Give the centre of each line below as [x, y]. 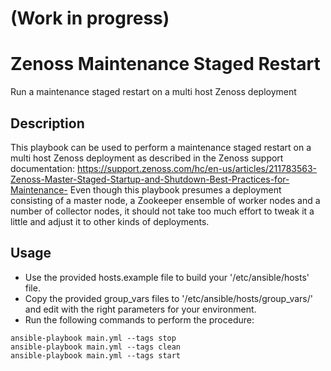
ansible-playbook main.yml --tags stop [93, 338]
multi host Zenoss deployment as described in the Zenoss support [147, 158]
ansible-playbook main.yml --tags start [96, 355]
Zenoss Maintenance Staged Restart [165, 64]
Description [47, 123]
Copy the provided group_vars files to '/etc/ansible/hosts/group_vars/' [168, 298]
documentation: [43, 168]
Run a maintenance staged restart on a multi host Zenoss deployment [153, 92]
